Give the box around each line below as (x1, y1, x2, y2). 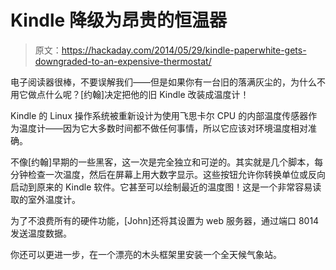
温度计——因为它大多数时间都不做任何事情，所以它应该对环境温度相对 (18, 122, 308, 134)
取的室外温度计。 (10, 193, 81, 205)
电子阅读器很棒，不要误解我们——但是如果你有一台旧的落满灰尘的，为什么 (10, 76, 317, 88)
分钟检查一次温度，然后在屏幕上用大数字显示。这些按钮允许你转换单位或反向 (10, 168, 326, 180)
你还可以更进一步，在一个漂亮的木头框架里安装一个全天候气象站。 (10, 248, 282, 260)
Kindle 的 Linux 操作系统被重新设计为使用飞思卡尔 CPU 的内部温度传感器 (10, 109, 309, 121)
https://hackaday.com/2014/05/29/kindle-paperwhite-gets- (61, 44, 307, 56)
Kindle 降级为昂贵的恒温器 (10, 9, 227, 32)
